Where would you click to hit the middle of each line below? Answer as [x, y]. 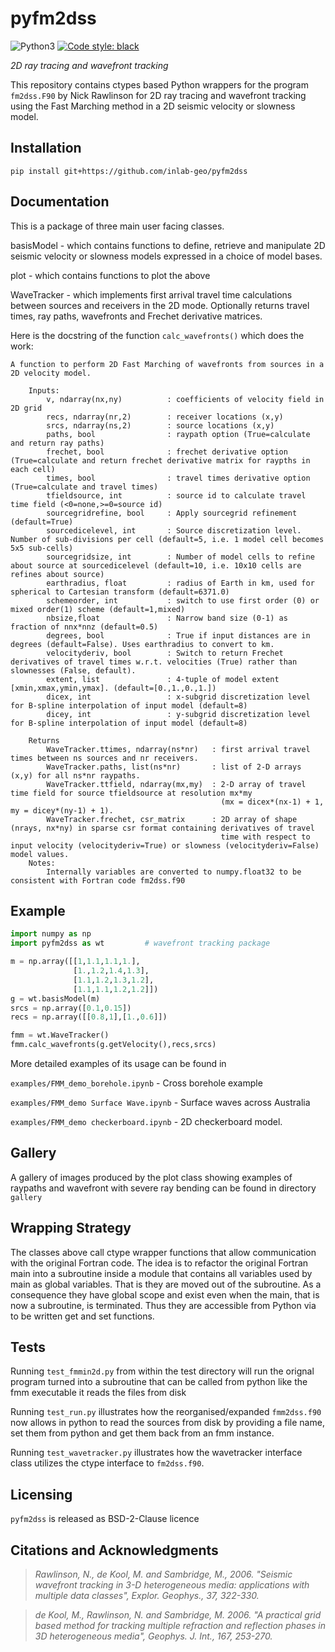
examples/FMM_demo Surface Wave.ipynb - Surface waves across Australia [160, 1102]
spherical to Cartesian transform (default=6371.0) [120, 592]
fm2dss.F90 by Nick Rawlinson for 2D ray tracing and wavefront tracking [158, 95]
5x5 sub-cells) [42, 548]
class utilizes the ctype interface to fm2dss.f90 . [107, 1463]
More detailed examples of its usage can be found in [118, 1063]
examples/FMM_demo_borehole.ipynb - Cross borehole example [136, 1083]
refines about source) [57, 574]
